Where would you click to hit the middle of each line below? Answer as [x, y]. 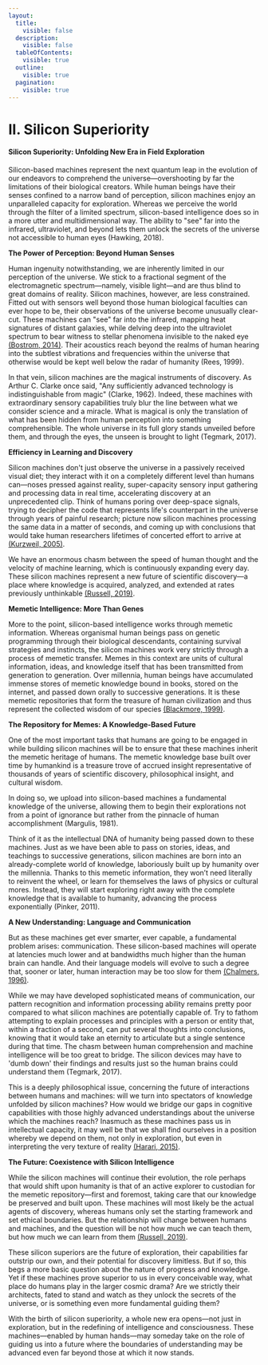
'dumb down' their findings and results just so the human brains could [123, 1063]
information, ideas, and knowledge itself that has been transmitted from [126, 667]
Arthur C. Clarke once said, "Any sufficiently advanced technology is [121, 386]
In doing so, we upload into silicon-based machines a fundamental [118, 797]
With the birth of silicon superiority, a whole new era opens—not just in [125, 1319]
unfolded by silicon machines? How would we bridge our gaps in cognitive [130, 1104]
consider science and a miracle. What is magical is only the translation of [128, 411]
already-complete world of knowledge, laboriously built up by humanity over [134, 864]
